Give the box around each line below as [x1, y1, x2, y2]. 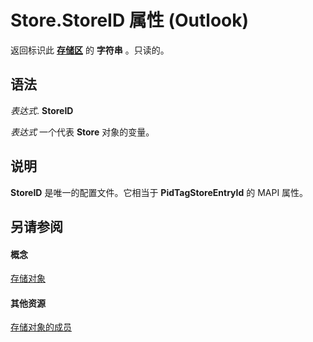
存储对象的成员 [10, 321, 72, 333]
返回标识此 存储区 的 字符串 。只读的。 [10, 44, 170, 56]
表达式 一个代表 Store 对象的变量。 [10, 126, 155, 138]
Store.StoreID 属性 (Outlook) [10, 9, 250, 32]
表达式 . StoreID [10, 104, 74, 116]
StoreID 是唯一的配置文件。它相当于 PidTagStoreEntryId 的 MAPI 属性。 [10, 186, 309, 198]
